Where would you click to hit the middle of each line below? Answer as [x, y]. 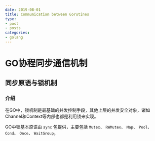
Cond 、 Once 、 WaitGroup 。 [32, 133]
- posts [13, 28]
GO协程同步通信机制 [46, 64]
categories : [17, 33]
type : [11, 19]
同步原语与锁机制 [31, 83]
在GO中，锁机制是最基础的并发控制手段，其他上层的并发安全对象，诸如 [78, 110]
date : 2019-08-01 [23, 10]
